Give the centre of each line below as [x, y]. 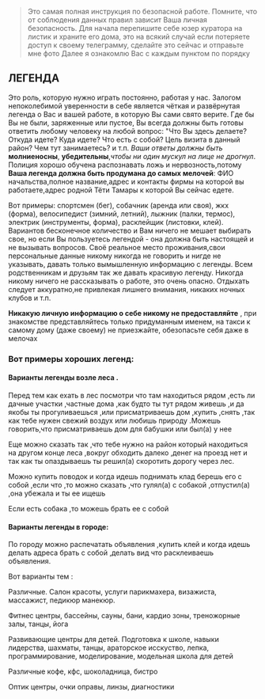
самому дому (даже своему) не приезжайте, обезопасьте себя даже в [129, 330]
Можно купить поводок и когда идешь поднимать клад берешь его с [125, 476]
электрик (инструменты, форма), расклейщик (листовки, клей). [116, 222]
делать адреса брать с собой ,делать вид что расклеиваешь [111, 553]
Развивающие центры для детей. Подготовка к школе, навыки [114, 640]
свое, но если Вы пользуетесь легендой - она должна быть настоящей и [131, 239]
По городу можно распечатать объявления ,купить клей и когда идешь [129, 545]
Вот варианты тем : [41, 576]
